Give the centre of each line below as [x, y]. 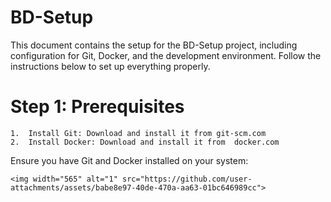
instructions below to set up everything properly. [110, 66]
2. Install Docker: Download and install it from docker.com [145, 142]
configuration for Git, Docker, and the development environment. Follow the [166, 55]
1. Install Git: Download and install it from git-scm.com [138, 133]
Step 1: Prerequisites [97, 107]
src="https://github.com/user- [187, 179]
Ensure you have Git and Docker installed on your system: [129, 160]
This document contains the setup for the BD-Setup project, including [154, 45]
